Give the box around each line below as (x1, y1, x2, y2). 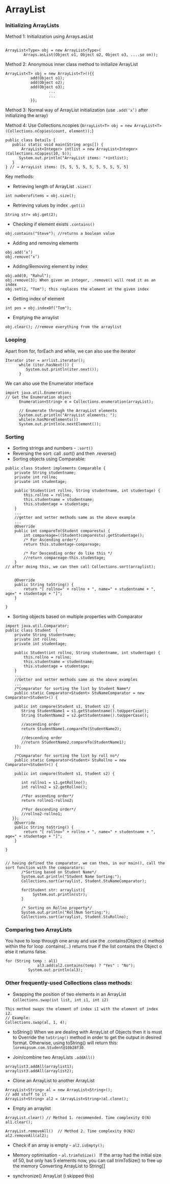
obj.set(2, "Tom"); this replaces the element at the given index (5, 287, 149, 292)
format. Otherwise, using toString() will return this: (12, 1040, 118, 1046)
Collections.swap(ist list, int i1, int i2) (12, 997, 109, 1002)
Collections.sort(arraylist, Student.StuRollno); (21, 914, 129, 919)
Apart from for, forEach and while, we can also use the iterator (5, 348, 136, 354)
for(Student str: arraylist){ (21, 888, 86, 893)
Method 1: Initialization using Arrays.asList (5, 33, 94, 39)
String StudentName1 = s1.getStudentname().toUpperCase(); (21, 709, 149, 714)
